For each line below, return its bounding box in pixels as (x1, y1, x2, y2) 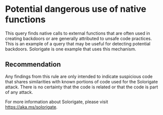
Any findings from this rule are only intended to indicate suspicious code (5, 73, 153, 79)
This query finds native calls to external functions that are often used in (5, 30, 150, 36)
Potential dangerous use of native (5, 3, 147, 15)
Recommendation (5, 60, 61, 69)
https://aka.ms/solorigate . (5, 104, 58, 110)
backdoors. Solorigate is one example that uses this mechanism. (5, 46, 136, 52)
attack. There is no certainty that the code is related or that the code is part (5, 84, 158, 90)
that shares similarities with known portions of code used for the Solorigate (5, 78, 158, 84)
